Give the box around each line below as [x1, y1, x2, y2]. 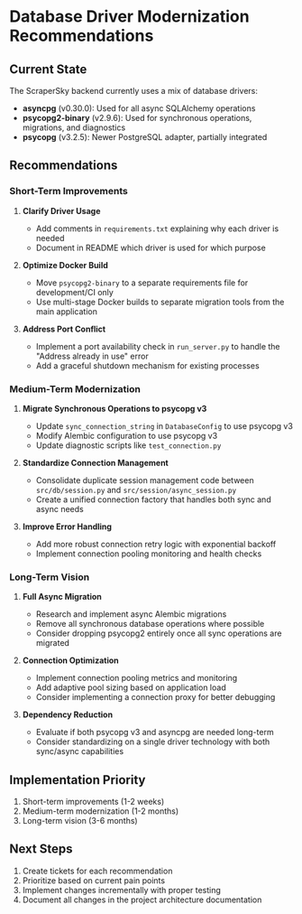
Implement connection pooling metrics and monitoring [35, 673, 238, 684]
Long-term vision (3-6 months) [22, 816, 138, 826]
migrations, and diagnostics [22, 122, 126, 133]
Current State [9, 61, 87, 77]
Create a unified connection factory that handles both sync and [35, 494, 272, 505]
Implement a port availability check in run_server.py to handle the [35, 340, 281, 351]
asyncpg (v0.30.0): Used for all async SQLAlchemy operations [22, 103, 256, 114]
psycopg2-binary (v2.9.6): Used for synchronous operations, [22, 113, 252, 123]
